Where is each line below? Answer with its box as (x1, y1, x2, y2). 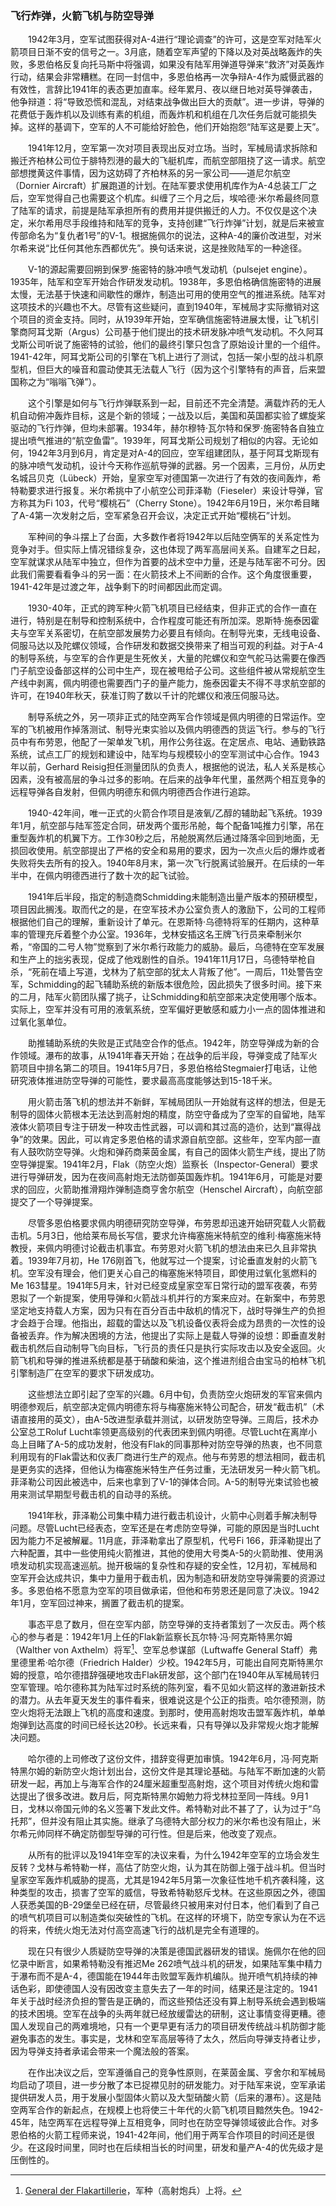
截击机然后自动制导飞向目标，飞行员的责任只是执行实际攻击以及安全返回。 (10, 1342, 317, 1354)
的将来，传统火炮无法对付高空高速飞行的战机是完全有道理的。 (10, 1923, 265, 1936)
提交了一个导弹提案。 (10, 1196, 98, 1208)
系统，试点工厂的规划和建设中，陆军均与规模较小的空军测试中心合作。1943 (10, 748, 320, 761)
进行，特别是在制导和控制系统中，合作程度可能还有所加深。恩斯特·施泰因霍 (10, 615, 320, 627)
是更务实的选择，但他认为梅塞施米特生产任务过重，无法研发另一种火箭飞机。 (10, 1463, 326, 1476)
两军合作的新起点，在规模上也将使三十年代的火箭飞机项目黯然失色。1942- (18, 2103, 324, 2116)
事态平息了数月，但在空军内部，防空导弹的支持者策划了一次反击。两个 (27, 1618, 317, 1631)
